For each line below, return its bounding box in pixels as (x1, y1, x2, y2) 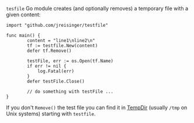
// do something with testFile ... (27, 89, 114, 94)
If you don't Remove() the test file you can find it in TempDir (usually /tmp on (6, 104, 188, 111)
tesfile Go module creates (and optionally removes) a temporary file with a (6, 5, 189, 12)
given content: (6, 11, 41, 18)
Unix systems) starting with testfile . (6, 110, 96, 117)
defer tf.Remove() (27, 48, 72, 54)
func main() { (6, 33, 41, 38)
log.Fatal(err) (37, 68, 75, 74)
